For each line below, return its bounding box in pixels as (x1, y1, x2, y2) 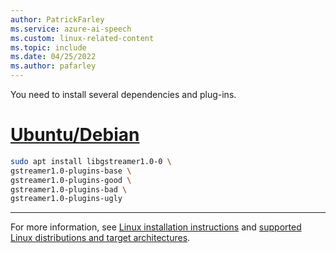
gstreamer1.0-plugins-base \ (10, 166, 132, 176)
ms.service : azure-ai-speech (10, 24, 132, 34)
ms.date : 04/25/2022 (10, 52, 97, 62)
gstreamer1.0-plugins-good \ (10, 175, 132, 185)
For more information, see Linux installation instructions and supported (10, 221, 302, 233)
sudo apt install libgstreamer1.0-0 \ (10, 156, 172, 166)
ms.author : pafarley (10, 61, 97, 71)
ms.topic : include (10, 42, 87, 53)
